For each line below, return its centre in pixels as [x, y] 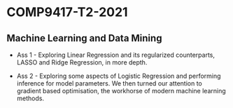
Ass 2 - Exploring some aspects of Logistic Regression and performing [119, 76]
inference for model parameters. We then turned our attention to [109, 83]
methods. [30, 98]
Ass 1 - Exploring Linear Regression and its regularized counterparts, [115, 55]
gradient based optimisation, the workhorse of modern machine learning [121, 91]
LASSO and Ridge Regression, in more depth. [82, 62]
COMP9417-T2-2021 [67, 12]
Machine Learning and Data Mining [84, 38]
